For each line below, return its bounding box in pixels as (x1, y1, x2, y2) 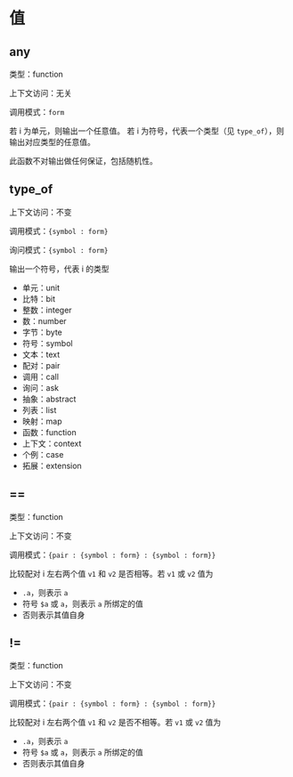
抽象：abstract (21, 393, 77, 404)
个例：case (21, 449, 64, 459)
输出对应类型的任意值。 (9, 137, 95, 147)
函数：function (21, 426, 77, 437)
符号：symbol (21, 337, 73, 348)
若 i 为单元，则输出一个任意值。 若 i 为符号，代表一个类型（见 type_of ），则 (9, 125, 285, 136)
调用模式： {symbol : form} (9, 225, 109, 236)
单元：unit (21, 282, 61, 293)
